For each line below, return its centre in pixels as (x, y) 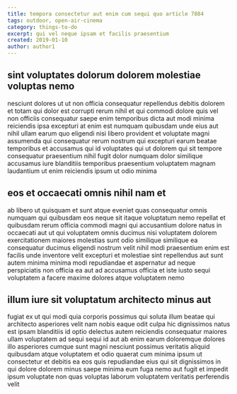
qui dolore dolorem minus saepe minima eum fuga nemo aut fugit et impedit (118, 369)
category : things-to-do (42, 27)
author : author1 (31, 47)
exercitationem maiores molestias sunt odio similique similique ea (103, 240)
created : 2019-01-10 (38, 40)
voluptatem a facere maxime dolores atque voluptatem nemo (96, 277)
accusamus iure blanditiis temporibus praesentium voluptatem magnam (111, 163)
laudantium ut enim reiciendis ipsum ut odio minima (82, 171)
